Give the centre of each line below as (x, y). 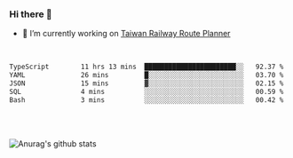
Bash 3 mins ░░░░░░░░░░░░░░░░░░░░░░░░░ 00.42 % (146, 100)
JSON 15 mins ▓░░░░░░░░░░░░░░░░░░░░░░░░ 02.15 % (146, 83)
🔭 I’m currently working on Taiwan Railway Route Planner (126, 34)
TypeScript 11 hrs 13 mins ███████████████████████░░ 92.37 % (146, 67)
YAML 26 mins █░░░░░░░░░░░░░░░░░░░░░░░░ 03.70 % (146, 75)
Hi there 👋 (31, 14)
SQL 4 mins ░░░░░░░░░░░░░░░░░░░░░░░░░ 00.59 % (146, 91)
